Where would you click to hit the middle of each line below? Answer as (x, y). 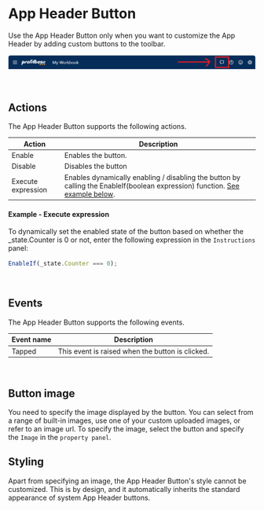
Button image (42, 393)
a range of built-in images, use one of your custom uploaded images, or (125, 420)
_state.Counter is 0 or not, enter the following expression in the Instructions (132, 240)
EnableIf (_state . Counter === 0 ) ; (63, 264)
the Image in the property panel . (60, 437)
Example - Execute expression (59, 214)
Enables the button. (95, 155)
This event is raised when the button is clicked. (134, 351)
